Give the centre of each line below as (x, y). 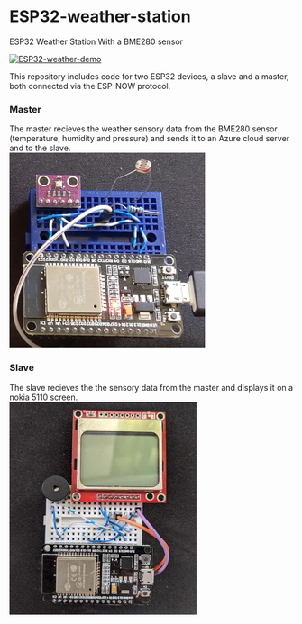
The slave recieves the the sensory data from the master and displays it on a (151, 387)
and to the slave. (40, 148)
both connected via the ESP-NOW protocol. (90, 86)
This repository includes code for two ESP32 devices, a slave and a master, (149, 76)
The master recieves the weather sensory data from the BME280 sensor (143, 129)
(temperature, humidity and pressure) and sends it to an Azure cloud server (150, 139)
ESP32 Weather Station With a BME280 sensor (96, 41)
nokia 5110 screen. (44, 397)
